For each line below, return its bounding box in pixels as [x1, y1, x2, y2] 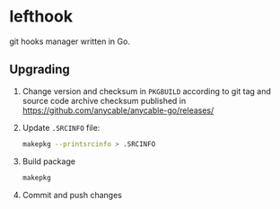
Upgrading [9, 62, 70, 77]
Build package [22, 155, 76, 167]
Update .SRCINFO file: [22, 122, 101, 133]
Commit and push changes [22, 189, 123, 200]
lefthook [9, 6, 74, 27]
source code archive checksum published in [22, 95, 187, 106]
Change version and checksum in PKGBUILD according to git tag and [22, 85, 272, 96]
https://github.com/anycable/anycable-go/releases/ [22, 105, 214, 116]
